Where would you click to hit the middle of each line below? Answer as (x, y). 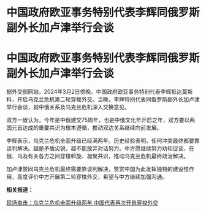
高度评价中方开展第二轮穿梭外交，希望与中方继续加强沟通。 (92, 177)
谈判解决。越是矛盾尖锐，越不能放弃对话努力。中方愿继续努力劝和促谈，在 (100, 148)
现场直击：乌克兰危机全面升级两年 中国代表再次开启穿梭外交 (82, 203)
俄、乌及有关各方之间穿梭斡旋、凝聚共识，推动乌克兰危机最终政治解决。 (97, 156)
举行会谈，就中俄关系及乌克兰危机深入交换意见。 (68, 107)
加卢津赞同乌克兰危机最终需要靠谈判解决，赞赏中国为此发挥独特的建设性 (97, 169)
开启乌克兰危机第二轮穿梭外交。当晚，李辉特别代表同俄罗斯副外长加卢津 (108, 99)
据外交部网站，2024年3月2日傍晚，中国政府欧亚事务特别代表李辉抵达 (94, 92)
